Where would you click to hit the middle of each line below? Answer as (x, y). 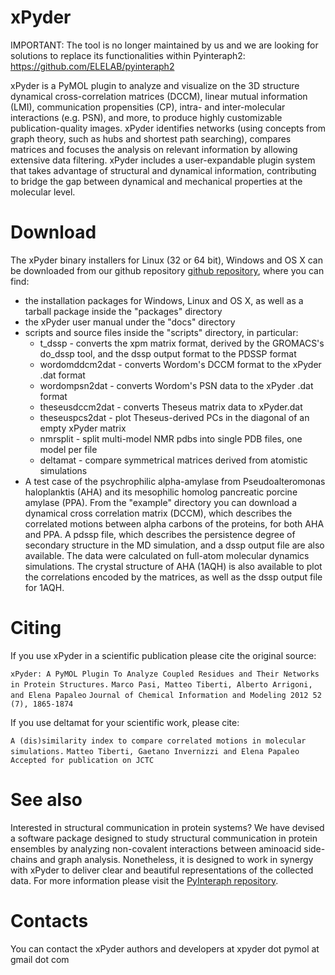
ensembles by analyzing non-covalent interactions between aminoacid (156, 848)
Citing (36, 628)
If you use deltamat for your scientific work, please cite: (125, 722)
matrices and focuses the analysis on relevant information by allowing (154, 149)
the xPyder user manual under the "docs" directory (130, 322)
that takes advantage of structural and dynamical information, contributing (163, 170)
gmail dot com (40, 959)
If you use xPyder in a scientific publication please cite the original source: (163, 655)
